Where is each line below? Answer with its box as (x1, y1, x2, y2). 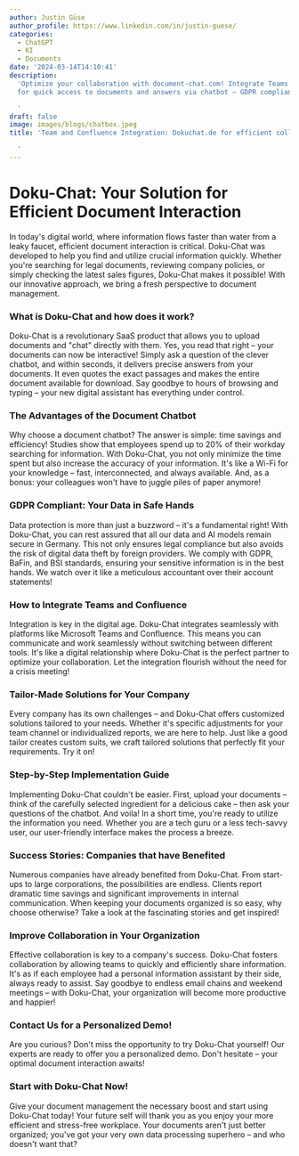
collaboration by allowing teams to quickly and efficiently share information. (9, 959, 287, 970)
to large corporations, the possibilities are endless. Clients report (25, 878, 263, 889)
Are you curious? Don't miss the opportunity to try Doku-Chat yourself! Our (9, 1039, 285, 1050)
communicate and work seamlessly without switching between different (9, 638, 273, 648)
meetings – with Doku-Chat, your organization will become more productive (9, 988, 287, 998)
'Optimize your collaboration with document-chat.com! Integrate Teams (17, 79, 289, 88)
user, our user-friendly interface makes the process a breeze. (9, 826, 235, 837)
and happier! (9, 997, 56, 1007)
